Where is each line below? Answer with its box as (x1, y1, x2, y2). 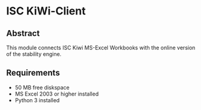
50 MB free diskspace (14, 84, 70, 91)
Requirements (6, 68, 60, 78)
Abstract (6, 28, 40, 38)
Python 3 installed (14, 96, 60, 103)
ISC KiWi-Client (6, 4, 86, 18)
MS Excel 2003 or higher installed (14, 90, 99, 97)
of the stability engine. (6, 50, 62, 58)
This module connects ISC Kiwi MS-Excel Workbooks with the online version (6, 44, 196, 51)
